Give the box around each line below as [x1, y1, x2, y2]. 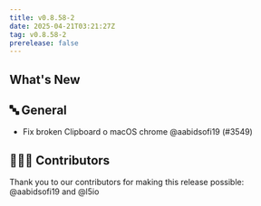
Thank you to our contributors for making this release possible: [9, 177, 245, 188]
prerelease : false [9, 38, 79, 48]
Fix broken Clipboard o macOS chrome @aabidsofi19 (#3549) [22, 126, 254, 137]
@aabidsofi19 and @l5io [9, 186, 100, 197]
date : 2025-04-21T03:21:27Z [9, 22, 116, 31]
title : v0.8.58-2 [9, 13, 75, 23]
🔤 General [9, 103, 68, 118]
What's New [9, 71, 81, 87]
